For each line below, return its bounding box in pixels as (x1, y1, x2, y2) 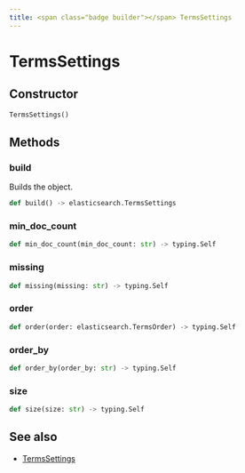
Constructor (9, 86, 78, 102)
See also (9, 429, 58, 445)
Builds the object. (9, 181, 74, 192)
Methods (9, 134, 60, 149)
